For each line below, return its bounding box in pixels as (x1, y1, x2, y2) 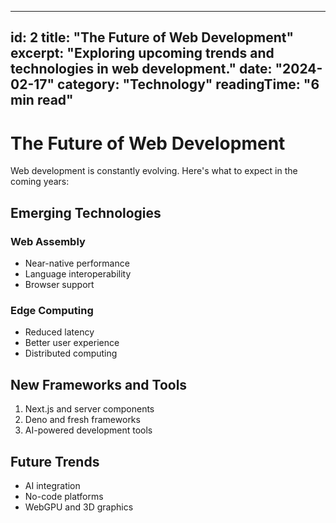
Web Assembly (10, 234, 86, 248)
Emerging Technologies (10, 204, 162, 221)
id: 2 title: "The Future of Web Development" (10, 29, 295, 46)
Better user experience (24, 337, 120, 349)
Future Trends (10, 453, 100, 470)
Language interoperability (24, 268, 132, 280)
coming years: (10, 176, 70, 188)
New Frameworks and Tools (10, 376, 188, 393)
